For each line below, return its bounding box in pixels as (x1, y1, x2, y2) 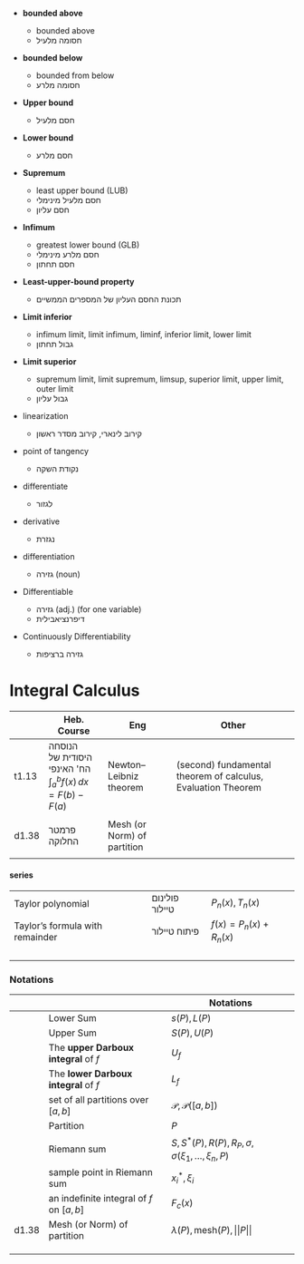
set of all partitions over (48, 1094, 149, 1106)
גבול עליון (35, 394, 69, 404)
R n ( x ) (211, 930, 234, 946)
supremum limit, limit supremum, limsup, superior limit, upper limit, (35, 374, 284, 384)
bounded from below (35, 70, 115, 81)
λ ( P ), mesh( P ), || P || (171, 1224, 252, 1237)
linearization (22, 411, 70, 421)
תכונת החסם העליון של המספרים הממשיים (35, 294, 182, 305)
